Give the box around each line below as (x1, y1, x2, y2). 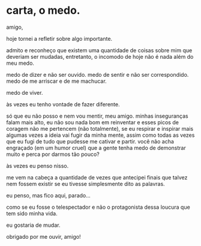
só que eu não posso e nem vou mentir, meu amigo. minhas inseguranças (6, 112, 188, 119)
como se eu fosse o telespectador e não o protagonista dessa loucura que (6, 203, 190, 211)
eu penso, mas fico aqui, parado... (6, 191, 91, 199)
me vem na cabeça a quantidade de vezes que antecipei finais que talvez (6, 173, 188, 181)
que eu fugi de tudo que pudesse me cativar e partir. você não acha (6, 137, 174, 145)
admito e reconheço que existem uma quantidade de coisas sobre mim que (6, 46, 193, 54)
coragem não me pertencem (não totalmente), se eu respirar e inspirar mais (6, 125, 194, 132)
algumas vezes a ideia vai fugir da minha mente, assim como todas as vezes (6, 131, 195, 139)
